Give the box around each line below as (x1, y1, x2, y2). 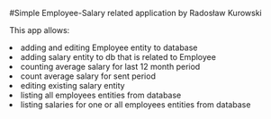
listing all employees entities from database (21, 89, 182, 100)
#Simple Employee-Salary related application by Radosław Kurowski (9, 8, 263, 18)
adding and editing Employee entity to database (21, 42, 198, 53)
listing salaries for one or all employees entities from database (21, 99, 251, 110)
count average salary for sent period (21, 71, 156, 81)
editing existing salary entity (21, 81, 125, 90)
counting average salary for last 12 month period (21, 62, 201, 72)
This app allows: (9, 25, 70, 35)
